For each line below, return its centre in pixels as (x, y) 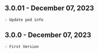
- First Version (22, 46)
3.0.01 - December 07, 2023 (49, 8)
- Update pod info (24, 19)
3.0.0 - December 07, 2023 (48, 35)
